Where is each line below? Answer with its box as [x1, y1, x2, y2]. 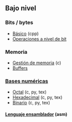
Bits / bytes [5, 19, 33, 26]
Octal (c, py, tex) [12, 89, 46, 95]
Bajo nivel [5, 4, 36, 13]
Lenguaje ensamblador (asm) [5, 111, 67, 117]
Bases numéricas [5, 77, 48, 84]
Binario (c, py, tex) [12, 100, 50, 106]
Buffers [12, 65, 28, 71]
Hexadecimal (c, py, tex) [12, 94, 62, 100]
